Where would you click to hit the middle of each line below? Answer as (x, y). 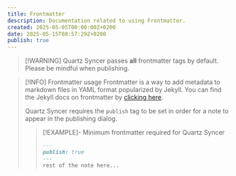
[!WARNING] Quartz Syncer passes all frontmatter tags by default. (122, 61)
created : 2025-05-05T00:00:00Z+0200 (61, 27)
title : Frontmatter (36, 14)
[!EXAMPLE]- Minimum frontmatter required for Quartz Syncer (134, 133)
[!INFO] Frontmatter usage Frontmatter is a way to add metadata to (122, 82)
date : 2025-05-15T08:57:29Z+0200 (57, 34)
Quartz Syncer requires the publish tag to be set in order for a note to (127, 111)
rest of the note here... (81, 165)
